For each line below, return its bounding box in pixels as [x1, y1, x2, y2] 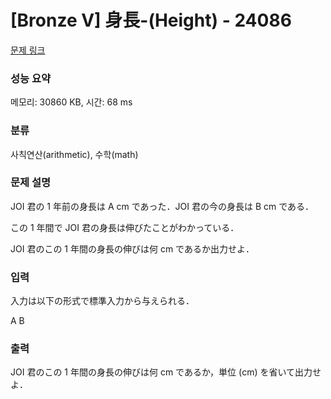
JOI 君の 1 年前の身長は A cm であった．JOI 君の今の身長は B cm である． [10, 200, 315, 212]
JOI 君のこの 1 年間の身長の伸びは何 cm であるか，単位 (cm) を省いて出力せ [10, 366, 322, 378]
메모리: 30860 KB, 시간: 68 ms [10, 96, 133, 108]
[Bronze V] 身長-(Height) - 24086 [10, 9, 292, 32]
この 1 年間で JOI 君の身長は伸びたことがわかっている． [10, 221, 240, 233]
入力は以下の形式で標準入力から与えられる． [10, 295, 195, 307]
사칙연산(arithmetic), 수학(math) [10, 148, 139, 160]
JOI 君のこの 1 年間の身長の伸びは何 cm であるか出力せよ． [10, 242, 255, 255]
